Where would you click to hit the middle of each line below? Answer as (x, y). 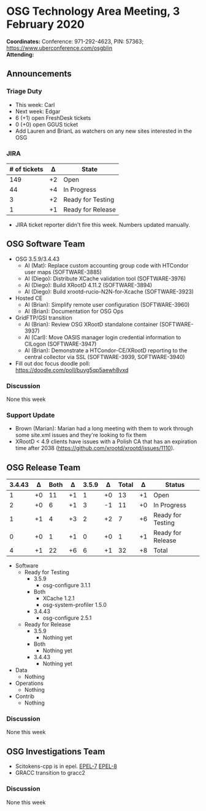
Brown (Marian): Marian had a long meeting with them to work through (104, 429)
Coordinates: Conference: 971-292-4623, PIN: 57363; (75, 41)
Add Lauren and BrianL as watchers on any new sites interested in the (103, 131)
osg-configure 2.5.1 (67, 618)
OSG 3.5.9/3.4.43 (37, 259)
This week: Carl (35, 105)
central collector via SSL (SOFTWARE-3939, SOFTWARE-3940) (105, 357)
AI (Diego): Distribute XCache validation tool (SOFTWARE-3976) (105, 279)
